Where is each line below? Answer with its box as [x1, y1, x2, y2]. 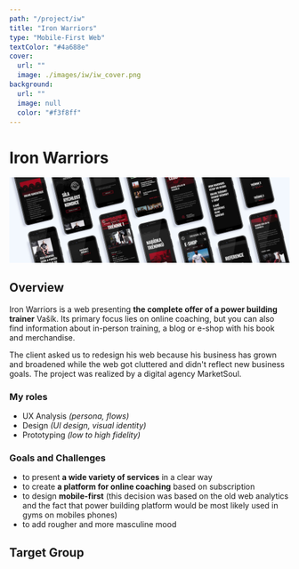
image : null [17, 99, 62, 108]
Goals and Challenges [9, 452, 107, 464]
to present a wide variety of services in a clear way [21, 472, 214, 483]
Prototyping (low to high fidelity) [21, 429, 141, 440]
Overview [9, 280, 65, 295]
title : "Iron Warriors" [9, 23, 98, 33]
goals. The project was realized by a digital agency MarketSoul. [9, 368, 242, 379]
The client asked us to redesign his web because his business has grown [9, 349, 278, 360]
